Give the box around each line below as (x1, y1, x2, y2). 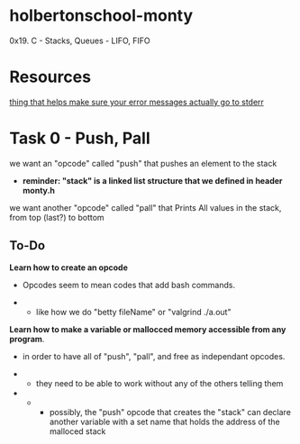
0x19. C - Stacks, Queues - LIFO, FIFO (9, 35, 150, 46)
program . (9, 333, 45, 344)
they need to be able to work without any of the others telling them (35, 377, 284, 388)
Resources (9, 67, 92, 87)
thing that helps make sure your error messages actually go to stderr (9, 96, 264, 107)
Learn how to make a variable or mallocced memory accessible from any (9, 323, 286, 334)
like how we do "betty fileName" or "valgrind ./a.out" (35, 306, 232, 317)
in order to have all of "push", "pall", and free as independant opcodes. (22, 350, 286, 361)
